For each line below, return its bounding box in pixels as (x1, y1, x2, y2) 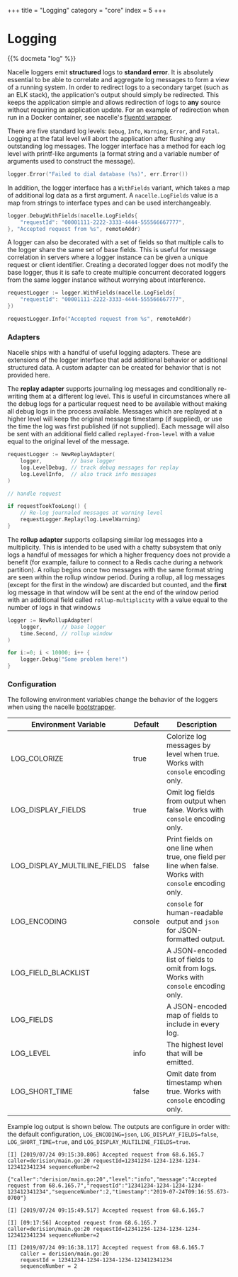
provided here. (7, 371, 50, 380)
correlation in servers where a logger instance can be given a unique (7, 253, 208, 261)
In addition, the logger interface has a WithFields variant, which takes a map (7, 183, 230, 192)
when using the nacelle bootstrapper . (7, 703, 116, 711)
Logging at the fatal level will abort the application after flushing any (7, 134, 205, 142)
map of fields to (166, 1011, 219, 1021)
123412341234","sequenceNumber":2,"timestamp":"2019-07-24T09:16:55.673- (7, 1188, 230, 1196)
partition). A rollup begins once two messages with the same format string (7, 565, 225, 574)
